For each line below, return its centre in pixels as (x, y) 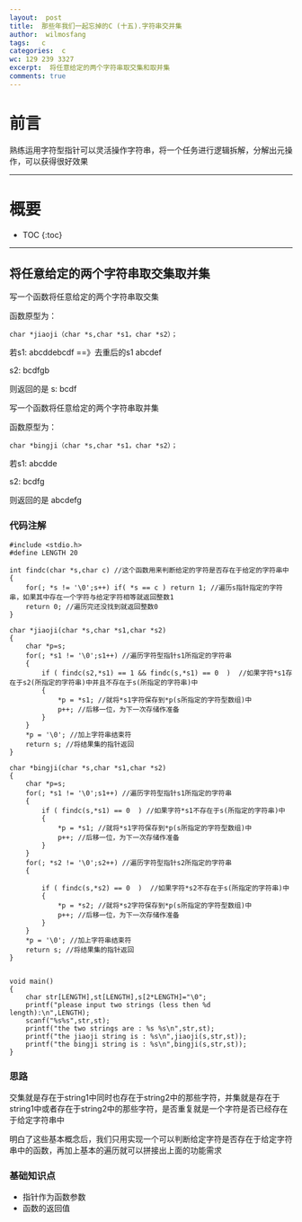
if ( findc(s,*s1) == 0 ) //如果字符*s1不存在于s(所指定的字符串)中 (164, 810)
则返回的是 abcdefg (46, 500)
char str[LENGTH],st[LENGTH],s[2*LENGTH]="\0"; (116, 997)
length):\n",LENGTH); (50, 1013)
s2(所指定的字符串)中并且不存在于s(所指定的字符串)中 (110, 682)
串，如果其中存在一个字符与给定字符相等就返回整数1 (92, 597)
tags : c (28, 43)
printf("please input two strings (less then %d (118, 1005)
